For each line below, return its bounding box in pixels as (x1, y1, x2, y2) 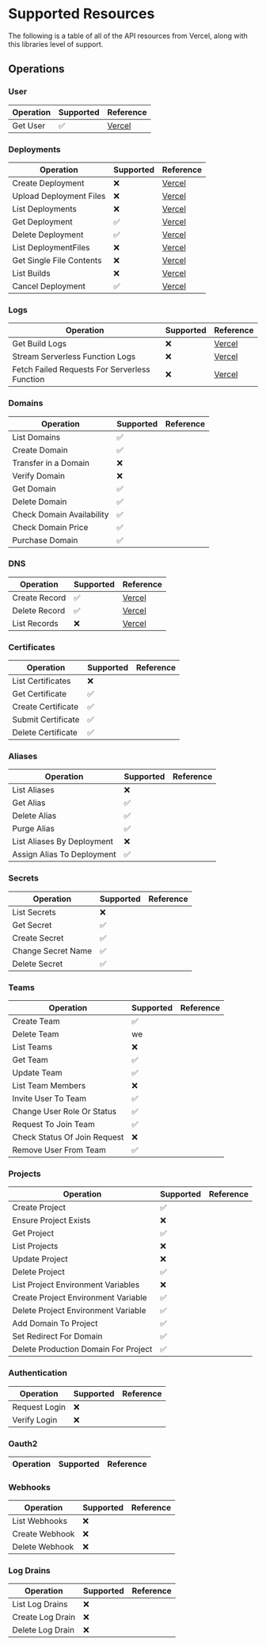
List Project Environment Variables (12, 1279, 140, 1290)
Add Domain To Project (12, 1318, 98, 1329)
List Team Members (12, 1080, 86, 1090)
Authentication (8, 1368, 67, 1379)
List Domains (12, 431, 61, 442)
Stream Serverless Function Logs (12, 351, 136, 362)
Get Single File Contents (12, 254, 102, 265)
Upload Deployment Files (12, 190, 106, 201)
